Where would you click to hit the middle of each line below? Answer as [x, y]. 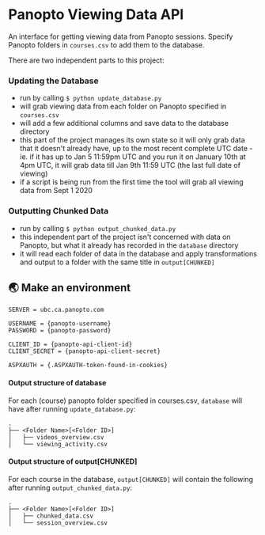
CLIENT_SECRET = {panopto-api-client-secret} [84, 351]
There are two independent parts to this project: [86, 60]
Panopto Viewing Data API [96, 15]
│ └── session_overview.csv [58, 523]
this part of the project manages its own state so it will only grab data [132, 140]
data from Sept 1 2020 [56, 191]
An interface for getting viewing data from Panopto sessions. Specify [121, 36]
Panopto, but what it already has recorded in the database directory [129, 245]
